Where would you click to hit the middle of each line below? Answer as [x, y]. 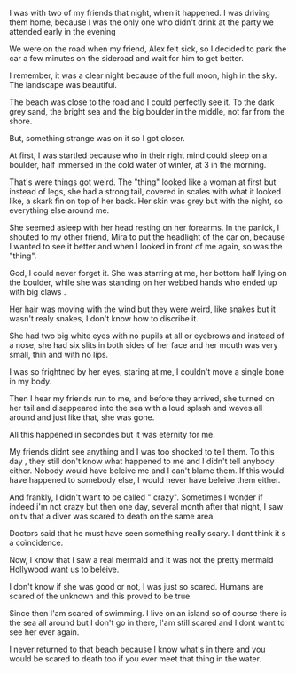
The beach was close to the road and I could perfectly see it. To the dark [142, 102]
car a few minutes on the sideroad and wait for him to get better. [126, 58]
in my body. [31, 381]
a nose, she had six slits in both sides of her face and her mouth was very [144, 345]
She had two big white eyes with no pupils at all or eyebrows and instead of [147, 336]
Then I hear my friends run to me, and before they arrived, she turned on [142, 398]
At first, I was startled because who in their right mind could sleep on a [138, 155]
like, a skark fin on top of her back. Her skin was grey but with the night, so [146, 201]
